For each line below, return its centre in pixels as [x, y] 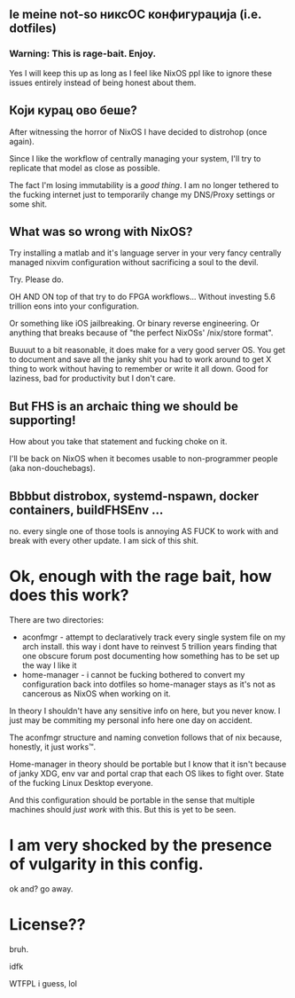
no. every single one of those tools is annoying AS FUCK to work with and [144, 530]
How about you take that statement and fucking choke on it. [118, 442]
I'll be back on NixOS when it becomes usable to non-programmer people [144, 459]
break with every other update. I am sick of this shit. [104, 540]
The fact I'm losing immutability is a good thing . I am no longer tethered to [144, 185]
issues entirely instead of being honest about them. [103, 83]
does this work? [69, 596]
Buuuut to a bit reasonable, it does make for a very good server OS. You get [147, 350]
